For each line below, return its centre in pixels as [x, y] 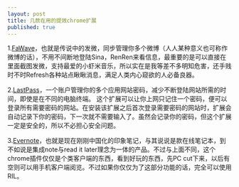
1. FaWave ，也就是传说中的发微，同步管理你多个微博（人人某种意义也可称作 [118, 48]
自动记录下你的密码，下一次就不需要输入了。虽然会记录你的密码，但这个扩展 [119, 117]
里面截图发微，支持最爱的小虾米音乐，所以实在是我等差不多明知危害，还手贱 [119, 66]
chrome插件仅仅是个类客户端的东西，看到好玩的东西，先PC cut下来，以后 [116, 159]
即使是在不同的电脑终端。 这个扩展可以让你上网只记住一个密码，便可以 [123, 99]
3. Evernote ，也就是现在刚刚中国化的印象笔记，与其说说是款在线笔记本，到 [117, 141]
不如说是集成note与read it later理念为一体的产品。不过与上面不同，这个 [112, 149]
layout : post [27, 14]
